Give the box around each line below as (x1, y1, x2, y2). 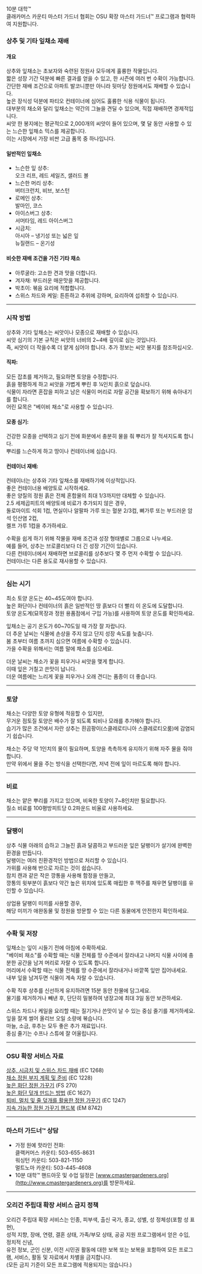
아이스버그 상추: (14, 209, 52, 217)
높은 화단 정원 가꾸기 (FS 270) (6, 1082, 78, 1089)
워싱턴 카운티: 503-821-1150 (14, 1156, 83, 1163)
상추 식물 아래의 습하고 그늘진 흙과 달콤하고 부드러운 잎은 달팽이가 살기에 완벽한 (6, 841, 192, 849)
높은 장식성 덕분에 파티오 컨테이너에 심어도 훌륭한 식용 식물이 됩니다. (6, 97, 167, 105)
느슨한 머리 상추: (14, 179, 54, 187)
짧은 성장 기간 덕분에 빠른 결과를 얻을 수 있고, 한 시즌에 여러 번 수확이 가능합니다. (6, 75, 195, 82)
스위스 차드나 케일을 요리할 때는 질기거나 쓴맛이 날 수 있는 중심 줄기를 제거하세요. (6, 1007, 195, 1014)
